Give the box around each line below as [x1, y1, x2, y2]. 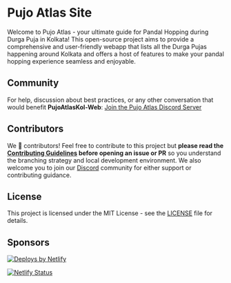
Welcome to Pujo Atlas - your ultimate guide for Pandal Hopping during [7, 28, 209, 36]
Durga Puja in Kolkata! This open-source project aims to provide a [7, 35, 194, 43]
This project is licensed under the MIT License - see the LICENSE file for [7, 209, 212, 217]
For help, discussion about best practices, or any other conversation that [7, 95, 214, 104]
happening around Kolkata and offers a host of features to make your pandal [7, 50, 224, 58]
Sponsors [7, 237, 50, 248]
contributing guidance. [7, 171, 72, 179]
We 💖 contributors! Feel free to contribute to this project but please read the [7, 141, 224, 149]
